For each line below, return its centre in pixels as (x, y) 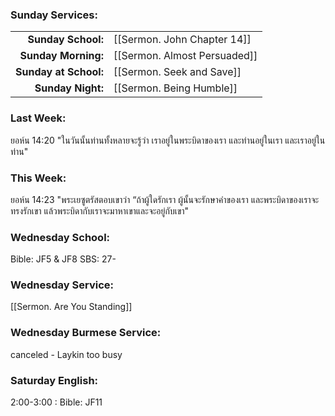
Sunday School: (65, 40)
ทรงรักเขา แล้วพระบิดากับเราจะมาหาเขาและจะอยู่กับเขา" (100, 210)
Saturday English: (54, 380)
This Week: (38, 178)
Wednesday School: (60, 237)
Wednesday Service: (62, 285)
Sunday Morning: (61, 56)
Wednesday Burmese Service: (86, 333)
